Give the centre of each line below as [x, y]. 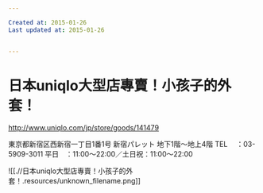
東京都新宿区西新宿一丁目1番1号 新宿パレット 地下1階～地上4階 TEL [118, 145]
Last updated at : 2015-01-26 [56, 30]
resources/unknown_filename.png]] [83, 181]
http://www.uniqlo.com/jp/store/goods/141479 [84, 128]
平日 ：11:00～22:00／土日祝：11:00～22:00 [119, 154]
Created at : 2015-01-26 [48, 22]
